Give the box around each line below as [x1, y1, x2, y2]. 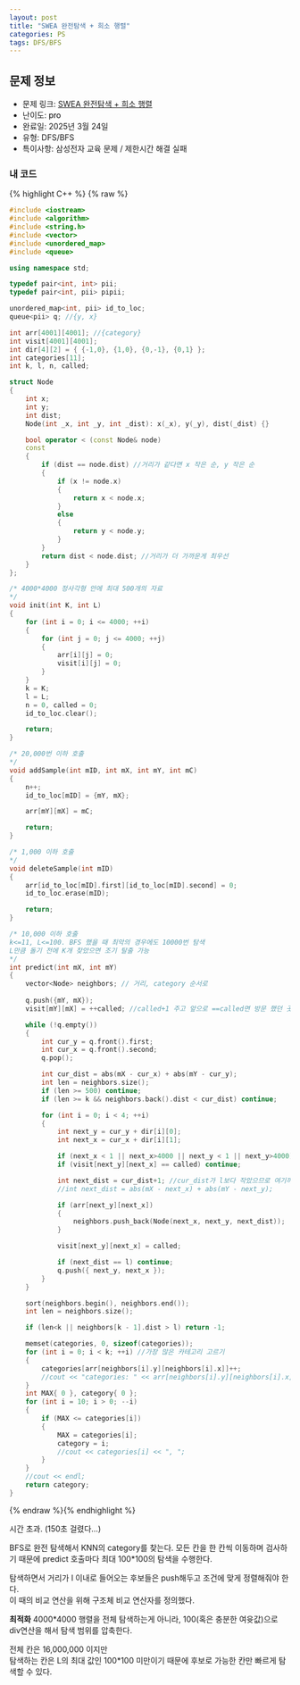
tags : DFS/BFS [9, 38, 62, 47]
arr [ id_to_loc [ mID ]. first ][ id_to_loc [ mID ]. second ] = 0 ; [25, 880, 238, 889]
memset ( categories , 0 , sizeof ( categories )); [25, 1339, 194, 1348]
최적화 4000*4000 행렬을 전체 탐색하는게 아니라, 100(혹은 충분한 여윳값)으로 [9, 1614, 279, 1624]
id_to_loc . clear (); [25, 709, 98, 718]
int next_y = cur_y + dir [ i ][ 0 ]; [56, 1127, 181, 1137]
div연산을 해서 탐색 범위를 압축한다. [9, 1624, 132, 1635]
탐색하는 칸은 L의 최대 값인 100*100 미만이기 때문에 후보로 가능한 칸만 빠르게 [9, 1655, 277, 1665]
